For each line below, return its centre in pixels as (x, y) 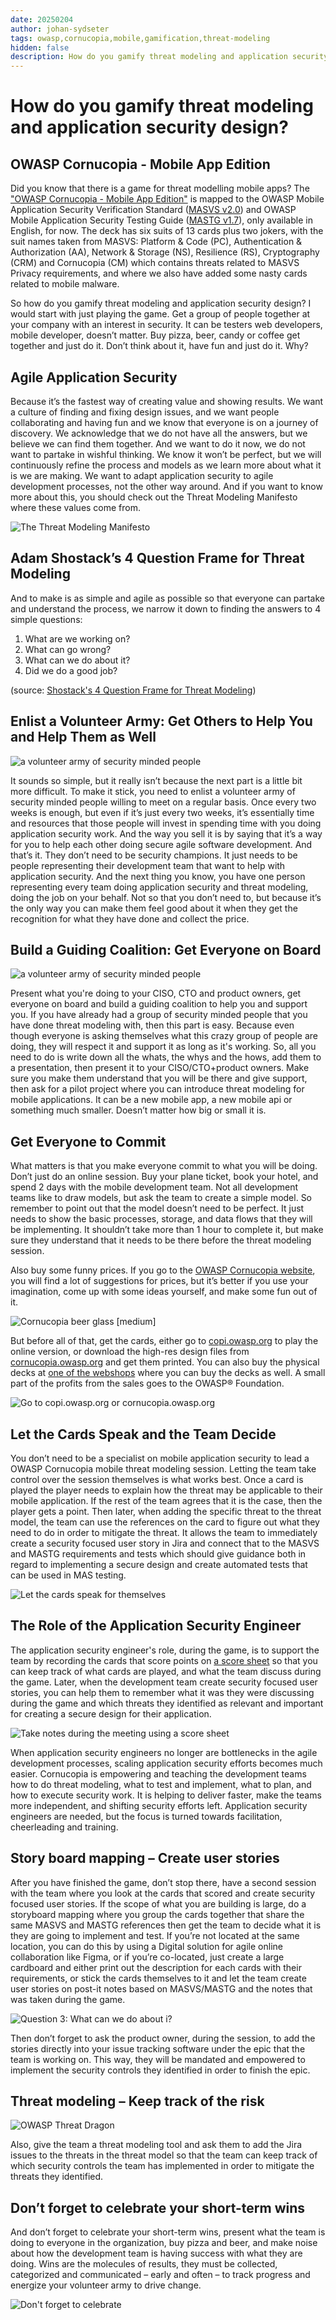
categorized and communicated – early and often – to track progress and (160, 2275)
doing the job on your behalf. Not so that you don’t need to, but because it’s (166, 897)
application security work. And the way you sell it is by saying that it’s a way (166, 833)
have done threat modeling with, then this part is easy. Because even (152, 1025)
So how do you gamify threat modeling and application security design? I (161, 303)
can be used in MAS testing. (68, 1575)
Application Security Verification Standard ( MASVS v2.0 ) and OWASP (153, 210)
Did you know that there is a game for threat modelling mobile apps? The (160, 188)
